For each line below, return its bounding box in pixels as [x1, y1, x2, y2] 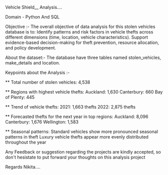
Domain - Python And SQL [5, 14, 60, 19]
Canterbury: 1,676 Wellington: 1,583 [5, 119, 79, 124]
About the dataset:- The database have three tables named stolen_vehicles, [5, 54, 161, 60]
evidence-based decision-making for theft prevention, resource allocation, [5, 39, 159, 45]
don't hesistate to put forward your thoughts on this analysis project [5, 154, 145, 160]
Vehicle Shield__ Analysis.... [5, 4, 63, 10]
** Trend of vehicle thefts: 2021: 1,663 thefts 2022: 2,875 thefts [5, 104, 136, 109]
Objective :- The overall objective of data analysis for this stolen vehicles [5, 23, 155, 29]
